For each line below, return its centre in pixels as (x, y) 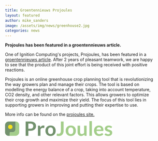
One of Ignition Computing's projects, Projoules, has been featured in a (76, 55)
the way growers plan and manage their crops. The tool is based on (72, 84)
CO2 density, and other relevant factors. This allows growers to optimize (77, 95)
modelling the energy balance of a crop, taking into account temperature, (78, 90)
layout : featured (22, 15)
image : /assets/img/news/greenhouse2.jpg (47, 26)
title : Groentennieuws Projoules (39, 10)
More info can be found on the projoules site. (50, 114)
